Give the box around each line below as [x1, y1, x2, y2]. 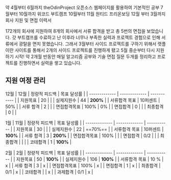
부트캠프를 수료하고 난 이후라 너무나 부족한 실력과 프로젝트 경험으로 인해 [17, 35, 161, 40]
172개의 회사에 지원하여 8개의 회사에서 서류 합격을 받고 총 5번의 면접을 [5, 28, 146, 34]
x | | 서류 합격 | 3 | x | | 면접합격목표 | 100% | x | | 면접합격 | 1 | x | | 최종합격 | [5, 162, 161, 168]
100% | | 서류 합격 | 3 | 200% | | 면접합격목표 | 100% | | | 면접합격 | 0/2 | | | [5, 132, 159, 139]
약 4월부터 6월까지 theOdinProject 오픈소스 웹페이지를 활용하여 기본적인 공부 [5, 5, 160, 10]
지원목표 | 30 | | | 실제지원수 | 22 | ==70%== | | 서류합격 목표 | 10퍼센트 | [16, 126, 164, 132]
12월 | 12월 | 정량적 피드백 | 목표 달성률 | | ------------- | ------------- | [5, 91, 150, 97]
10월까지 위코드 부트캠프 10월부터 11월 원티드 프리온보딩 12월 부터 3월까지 [18, 11, 166, 17]
